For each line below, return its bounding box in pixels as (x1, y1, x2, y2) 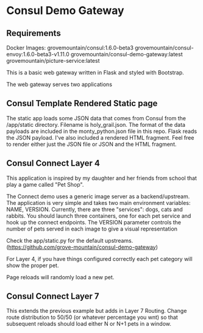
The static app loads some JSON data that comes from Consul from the (6, 114, 186, 122)
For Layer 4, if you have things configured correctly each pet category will (6, 255, 193, 262)
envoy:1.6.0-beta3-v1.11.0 (6, 51, 69, 58)
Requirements (6, 28, 61, 38)
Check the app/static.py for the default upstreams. (6, 237, 134, 244)
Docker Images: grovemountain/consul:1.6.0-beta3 (6, 44, 134, 51)
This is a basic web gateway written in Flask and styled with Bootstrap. (6, 69, 184, 76)
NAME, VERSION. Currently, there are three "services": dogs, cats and (6, 206, 183, 213)
